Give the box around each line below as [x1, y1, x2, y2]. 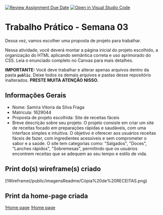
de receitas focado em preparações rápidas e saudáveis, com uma [12, 125, 146, 131]
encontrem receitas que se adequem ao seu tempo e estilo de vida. [12, 151, 147, 157]
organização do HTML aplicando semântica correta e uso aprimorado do [5, 52, 151, 58]
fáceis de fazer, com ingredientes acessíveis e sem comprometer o [12, 135, 147, 141]
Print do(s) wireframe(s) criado [5, 165, 101, 173]
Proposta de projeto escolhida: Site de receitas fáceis [12, 114, 120, 120]
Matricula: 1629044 [12, 109, 52, 115]
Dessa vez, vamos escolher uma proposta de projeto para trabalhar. [5, 37, 141, 43]
